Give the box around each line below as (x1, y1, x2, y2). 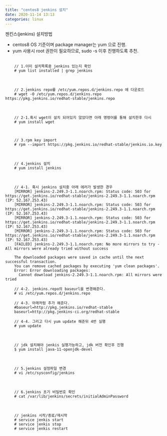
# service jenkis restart (14, 426, 68, 431)
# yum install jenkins (14, 166, 61, 171)
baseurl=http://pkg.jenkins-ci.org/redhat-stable (14, 309, 120, 315)
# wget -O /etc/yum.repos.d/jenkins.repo (14, 92, 101, 97)
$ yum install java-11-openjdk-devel (14, 347, 93, 352)
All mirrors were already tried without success (5, 246, 108, 251)
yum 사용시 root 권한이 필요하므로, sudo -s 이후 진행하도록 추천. (12, 48, 139, 54)
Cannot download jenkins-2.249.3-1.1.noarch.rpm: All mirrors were (18, 273, 162, 278)
